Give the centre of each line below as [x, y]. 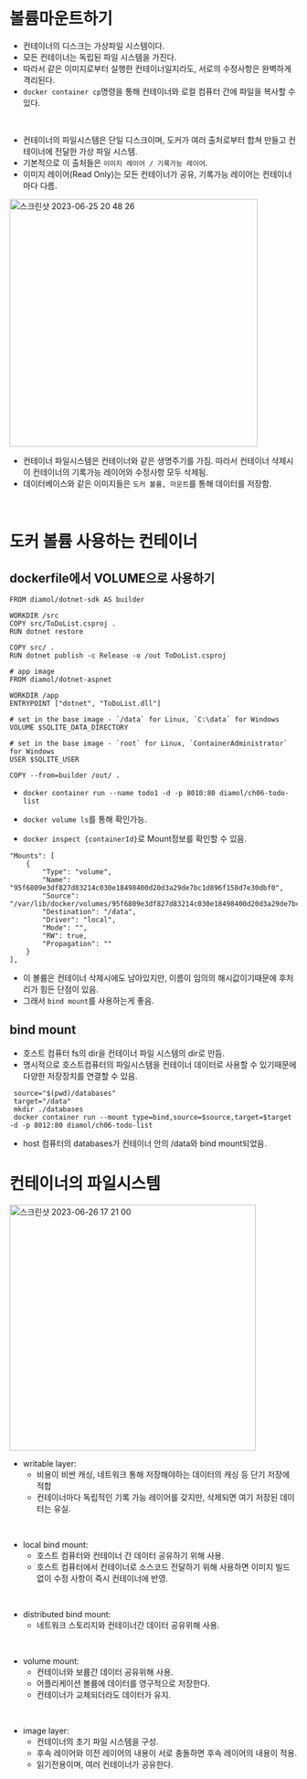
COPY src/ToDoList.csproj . [63, 623]
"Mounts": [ [32, 856]
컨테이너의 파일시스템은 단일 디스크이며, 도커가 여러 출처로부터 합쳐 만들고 [154, 140]
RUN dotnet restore [47, 631]
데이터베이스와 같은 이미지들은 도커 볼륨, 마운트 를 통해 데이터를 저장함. [147, 483]
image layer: [46, 1731]
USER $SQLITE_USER [44, 759]
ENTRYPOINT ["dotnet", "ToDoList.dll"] [85, 703]
